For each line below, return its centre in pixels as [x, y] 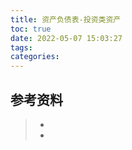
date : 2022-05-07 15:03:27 [66, 38]
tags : [21, 47]
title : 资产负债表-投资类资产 [66, 19]
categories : [35, 57]
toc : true [31, 29]
